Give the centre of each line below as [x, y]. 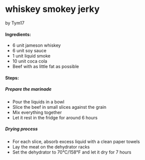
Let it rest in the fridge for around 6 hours [55, 117]
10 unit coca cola [30, 61]
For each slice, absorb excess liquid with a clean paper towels [76, 141]
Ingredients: [18, 34]
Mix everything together [37, 112]
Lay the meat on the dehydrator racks [51, 147]
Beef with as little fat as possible [46, 67]
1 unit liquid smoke [31, 56]
